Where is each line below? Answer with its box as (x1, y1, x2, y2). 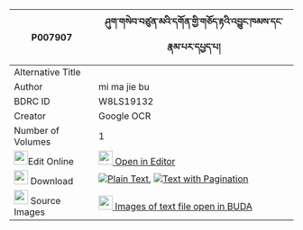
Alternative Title (14, 66, 81, 78)
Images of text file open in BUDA (115, 200, 252, 212)
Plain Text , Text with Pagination (107, 172, 249, 185)
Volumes (14, 136, 51, 147)
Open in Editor (115, 155, 176, 167)
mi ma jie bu (98, 81, 151, 93)
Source (30, 195, 61, 207)
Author (14, 81, 43, 93)
